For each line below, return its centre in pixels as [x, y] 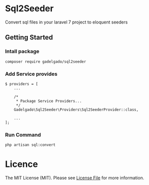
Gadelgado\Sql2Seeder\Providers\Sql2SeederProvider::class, [76, 110]
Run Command [23, 135]
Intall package [22, 51]
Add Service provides [31, 74]
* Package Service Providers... [49, 101]
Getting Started [29, 37]
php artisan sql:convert [30, 145]
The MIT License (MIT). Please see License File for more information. [74, 178]
